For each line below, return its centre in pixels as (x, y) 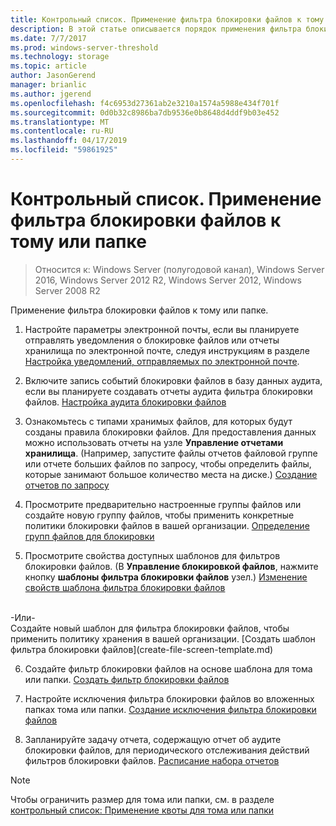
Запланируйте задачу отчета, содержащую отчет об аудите (153, 739)
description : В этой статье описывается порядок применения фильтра (156, 29)
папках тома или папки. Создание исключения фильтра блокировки (170, 709)
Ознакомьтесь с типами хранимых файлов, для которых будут (158, 421)
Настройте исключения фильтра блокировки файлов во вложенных (169, 698)
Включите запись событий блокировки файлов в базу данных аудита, (173, 380)
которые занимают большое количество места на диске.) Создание (171, 474)
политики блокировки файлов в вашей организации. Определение (167, 525)
